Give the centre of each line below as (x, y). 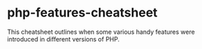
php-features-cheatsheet (82, 13)
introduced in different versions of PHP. (63, 39)
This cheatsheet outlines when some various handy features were (101, 32)
